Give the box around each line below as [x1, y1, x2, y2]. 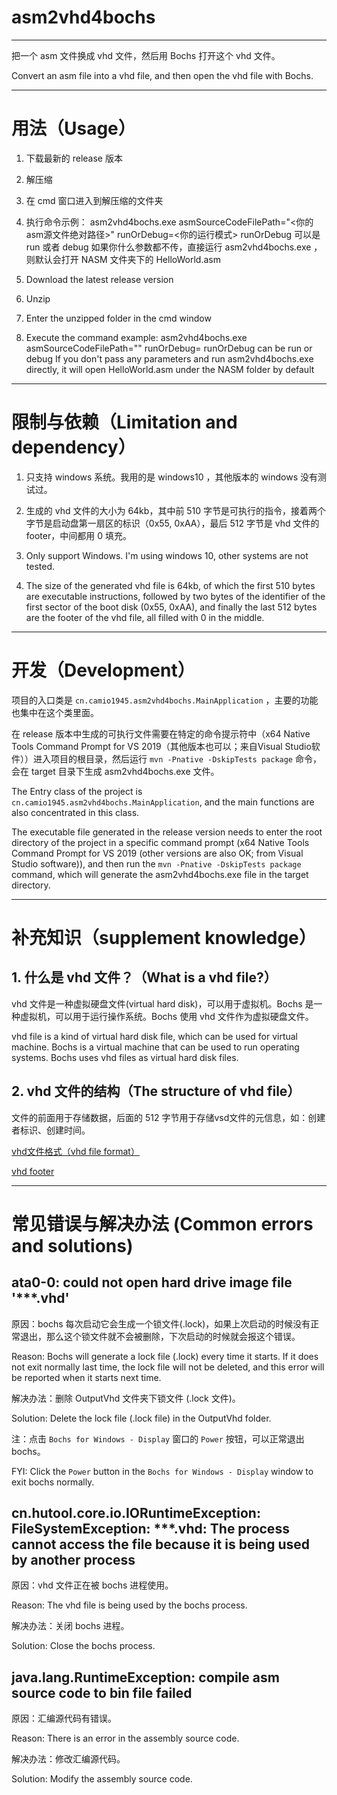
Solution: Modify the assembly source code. [11, 1773, 193, 1785]
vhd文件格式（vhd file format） [11, 1145, 140, 1157]
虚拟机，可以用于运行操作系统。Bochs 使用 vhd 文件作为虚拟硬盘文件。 [19, 1010, 314, 1022]
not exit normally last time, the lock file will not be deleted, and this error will [11, 1361, 325, 1373]
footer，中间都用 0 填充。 [25, 529, 132, 541]
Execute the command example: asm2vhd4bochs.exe [25, 331, 248, 343]
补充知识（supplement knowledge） [11, 926, 317, 949]
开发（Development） [11, 659, 196, 681]
